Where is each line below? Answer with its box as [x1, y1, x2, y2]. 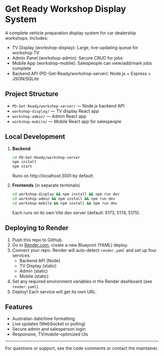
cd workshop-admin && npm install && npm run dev [12, 196, 116, 201]
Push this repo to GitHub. [12, 237, 63, 243]
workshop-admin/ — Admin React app [12, 113, 86, 119]
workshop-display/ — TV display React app [12, 108, 99, 114]
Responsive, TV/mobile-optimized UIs [12, 331, 88, 337]
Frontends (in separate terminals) [12, 182, 81, 188]
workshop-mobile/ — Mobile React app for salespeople [12, 118, 122, 124]
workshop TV [12, 50, 40, 56]
